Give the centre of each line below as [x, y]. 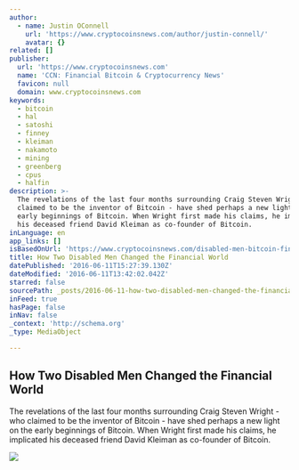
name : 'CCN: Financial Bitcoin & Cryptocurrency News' [121, 76]
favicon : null [43, 84]
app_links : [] [36, 241]
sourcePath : [31, 290]
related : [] [31, 51]
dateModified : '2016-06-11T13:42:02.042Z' [89, 274]
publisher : [29, 59]
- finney [33, 134]
